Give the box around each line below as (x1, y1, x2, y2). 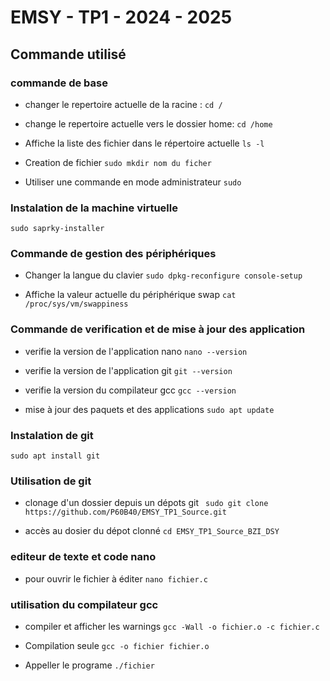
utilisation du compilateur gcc (10, 597, 159, 611)
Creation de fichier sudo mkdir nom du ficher (24, 156, 212, 168)
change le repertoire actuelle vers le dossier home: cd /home (24, 117, 273, 130)
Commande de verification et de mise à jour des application (10, 322, 306, 336)
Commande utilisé (10, 46, 127, 63)
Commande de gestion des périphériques (10, 247, 217, 261)
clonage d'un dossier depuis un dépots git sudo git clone (24, 497, 269, 509)
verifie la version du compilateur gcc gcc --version (24, 384, 237, 396)
